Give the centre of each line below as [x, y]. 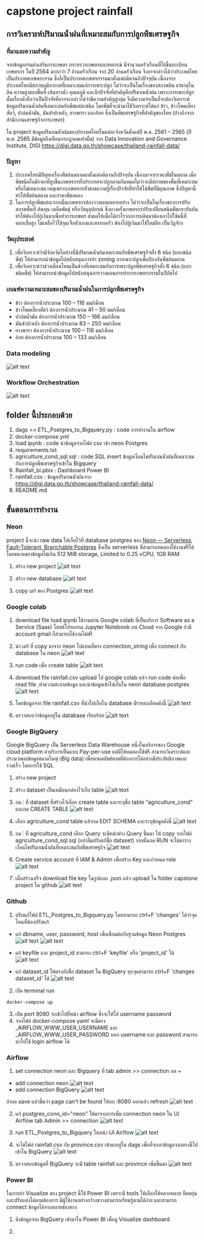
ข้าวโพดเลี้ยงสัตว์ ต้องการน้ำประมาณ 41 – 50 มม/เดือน [70, 310]
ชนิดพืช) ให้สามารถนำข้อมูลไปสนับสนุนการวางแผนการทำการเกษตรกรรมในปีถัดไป [96, 273]
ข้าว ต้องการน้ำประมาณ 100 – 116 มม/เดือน [60, 303]
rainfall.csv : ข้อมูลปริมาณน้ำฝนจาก [53, 477]
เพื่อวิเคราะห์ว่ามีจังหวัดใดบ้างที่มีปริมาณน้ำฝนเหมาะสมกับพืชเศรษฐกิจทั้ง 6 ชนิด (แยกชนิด [103, 253]
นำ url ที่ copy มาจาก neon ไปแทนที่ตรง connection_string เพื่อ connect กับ [100, 646]
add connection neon [42, 1083]
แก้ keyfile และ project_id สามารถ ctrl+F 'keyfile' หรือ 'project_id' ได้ [95, 952]
